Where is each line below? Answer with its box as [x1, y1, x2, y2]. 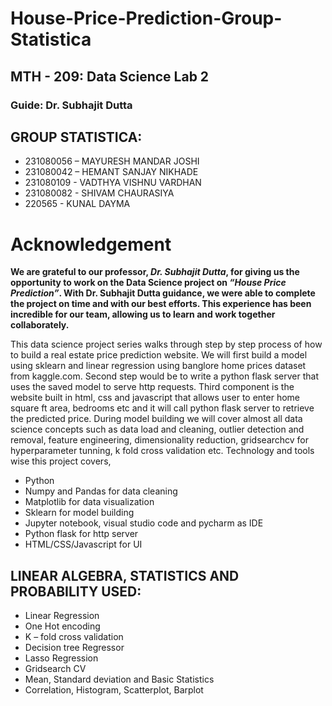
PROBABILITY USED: [10, 583, 142, 600]
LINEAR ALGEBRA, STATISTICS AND [10, 567, 240, 584]
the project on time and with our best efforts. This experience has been [10, 298, 312, 310]
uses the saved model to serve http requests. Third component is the [10, 381, 295, 393]
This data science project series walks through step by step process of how [10, 338, 323, 351]
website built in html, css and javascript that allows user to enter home [10, 392, 301, 404]
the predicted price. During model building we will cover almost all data [10, 413, 303, 425]
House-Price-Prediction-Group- [10, 7, 283, 30]
